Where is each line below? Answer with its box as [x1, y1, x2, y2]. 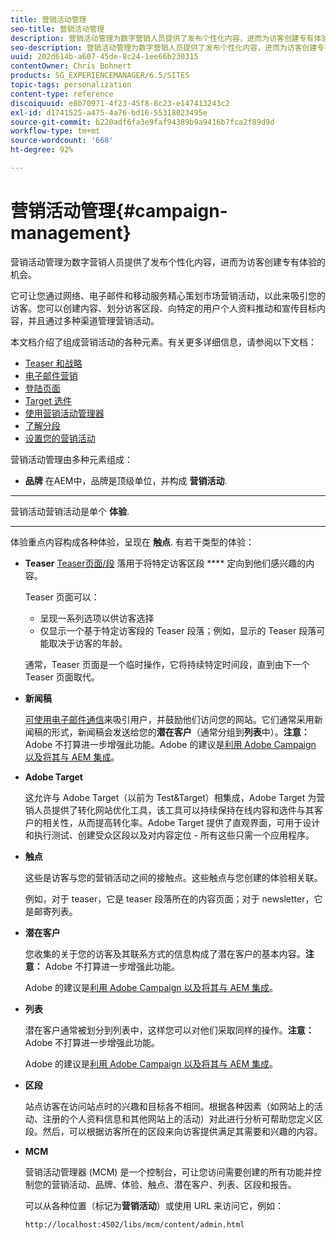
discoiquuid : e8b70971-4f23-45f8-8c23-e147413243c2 [10, 98, 230, 108]
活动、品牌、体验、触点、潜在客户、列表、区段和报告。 [68, 1178, 297, 1190]
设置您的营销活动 [24, 432, 96, 444]
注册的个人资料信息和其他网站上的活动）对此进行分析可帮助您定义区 [42, 1112, 323, 1125]
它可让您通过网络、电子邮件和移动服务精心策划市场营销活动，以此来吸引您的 [10, 289, 326, 301]
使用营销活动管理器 [24, 407, 105, 419]
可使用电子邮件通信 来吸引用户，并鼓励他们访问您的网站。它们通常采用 [24, 713, 315, 725]
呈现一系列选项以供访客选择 [39, 612, 155, 624]
